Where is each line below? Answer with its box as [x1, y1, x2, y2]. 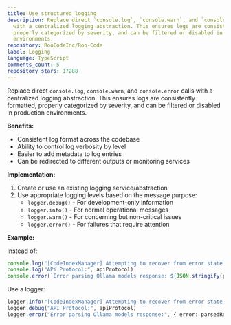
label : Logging [7, 49, 51, 56]
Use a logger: [7, 285, 46, 293]
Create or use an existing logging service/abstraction [16, 183, 168, 192]
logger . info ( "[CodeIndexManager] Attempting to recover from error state [7, 298, 223, 306]
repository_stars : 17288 [7, 67, 78, 74]
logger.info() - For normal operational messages [27, 205, 169, 214]
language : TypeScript [7, 55, 69, 62]
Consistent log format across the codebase [16, 135, 140, 143]
